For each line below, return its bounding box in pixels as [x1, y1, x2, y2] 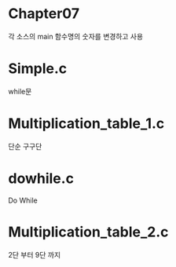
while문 [8, 86, 32, 96]
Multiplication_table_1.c [8, 115, 165, 133]
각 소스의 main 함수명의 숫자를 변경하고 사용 [8, 31, 144, 41]
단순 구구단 [8, 141, 42, 151]
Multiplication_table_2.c [8, 223, 169, 240]
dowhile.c [8, 170, 75, 187]
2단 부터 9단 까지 [8, 250, 61, 259]
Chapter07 [8, 5, 80, 23]
